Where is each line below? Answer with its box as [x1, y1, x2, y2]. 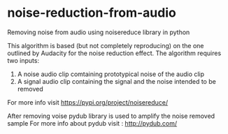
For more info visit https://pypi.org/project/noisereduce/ [7, 98, 169, 106]
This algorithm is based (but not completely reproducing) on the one [7, 41, 204, 50]
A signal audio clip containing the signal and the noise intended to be [17, 77, 217, 85]
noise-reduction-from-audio [7, 5, 176, 21]
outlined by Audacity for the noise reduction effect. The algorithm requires [7, 49, 222, 57]
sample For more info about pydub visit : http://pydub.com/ [7, 119, 178, 127]
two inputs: [7, 56, 40, 64]
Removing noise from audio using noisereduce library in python [7, 28, 190, 36]
